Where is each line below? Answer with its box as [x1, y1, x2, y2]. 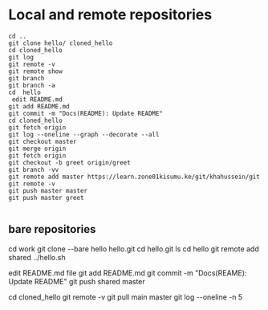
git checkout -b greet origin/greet [8, 158, 131, 166]
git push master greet [8, 194, 84, 202]
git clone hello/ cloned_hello [8, 39, 113, 47]
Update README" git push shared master [8, 276, 146, 286]
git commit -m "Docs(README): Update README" [8, 109, 163, 117]
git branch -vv [8, 165, 59, 173]
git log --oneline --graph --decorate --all [8, 130, 160, 138]
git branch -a [8, 81, 56, 89]
